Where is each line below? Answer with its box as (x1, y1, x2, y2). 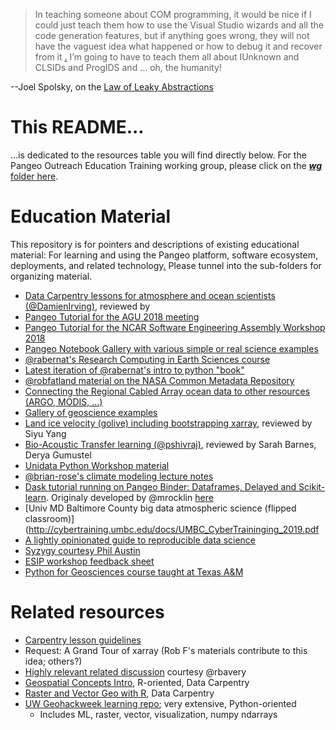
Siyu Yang (24, 427, 67, 439)
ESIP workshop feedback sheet (24, 555, 155, 567)
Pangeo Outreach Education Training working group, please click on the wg (10, 159, 323, 171)
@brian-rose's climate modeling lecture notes (24, 470, 214, 482)
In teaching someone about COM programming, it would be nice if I (34, 9, 312, 20)
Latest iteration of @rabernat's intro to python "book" (24, 364, 245, 376)
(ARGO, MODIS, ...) (24, 395, 103, 408)
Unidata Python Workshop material (24, 459, 170, 471)
